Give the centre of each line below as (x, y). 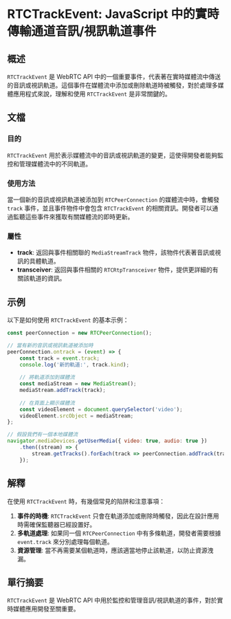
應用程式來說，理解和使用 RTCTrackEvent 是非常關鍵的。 (92, 94)
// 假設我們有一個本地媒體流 (43, 435)
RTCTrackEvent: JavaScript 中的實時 (113, 14)
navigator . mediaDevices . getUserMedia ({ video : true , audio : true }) (107, 441)
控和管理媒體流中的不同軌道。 (49, 164)
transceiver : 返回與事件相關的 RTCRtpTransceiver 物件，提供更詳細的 (115, 270)
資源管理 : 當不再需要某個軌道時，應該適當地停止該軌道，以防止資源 (112, 550)
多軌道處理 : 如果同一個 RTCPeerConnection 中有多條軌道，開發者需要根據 (119, 533)
